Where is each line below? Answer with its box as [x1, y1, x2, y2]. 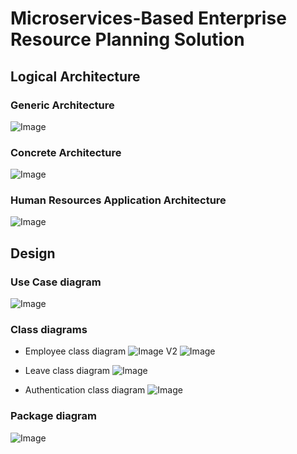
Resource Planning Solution [10, 28, 245, 51]
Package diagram [10, 409, 97, 423]
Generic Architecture [10, 98, 115, 112]
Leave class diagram [24, 365, 111, 377]
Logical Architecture [10, 68, 141, 85]
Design [10, 245, 56, 262]
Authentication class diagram [24, 384, 146, 396]
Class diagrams [10, 323, 88, 337]
